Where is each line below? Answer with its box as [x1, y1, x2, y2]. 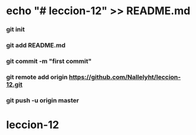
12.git [6, 80, 23, 88]
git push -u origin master [6, 96, 79, 104]
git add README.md [6, 41, 66, 50]
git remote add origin [6, 73, 68, 81]
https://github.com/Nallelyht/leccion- [69, 73, 181, 81]
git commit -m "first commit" [6, 57, 92, 65]
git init [6, 25, 25, 34]
